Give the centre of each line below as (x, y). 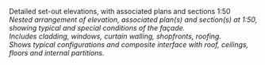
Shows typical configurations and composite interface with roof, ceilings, (129, 45)
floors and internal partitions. (57, 53)
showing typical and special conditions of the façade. (97, 28)
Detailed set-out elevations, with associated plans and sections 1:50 (120, 11)
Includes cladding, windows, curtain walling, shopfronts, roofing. (115, 36)
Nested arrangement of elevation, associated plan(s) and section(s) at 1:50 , (133, 20)
